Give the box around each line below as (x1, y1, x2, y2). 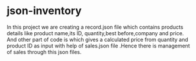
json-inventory (7, 4, 82, 18)
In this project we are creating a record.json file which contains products (7, 23, 184, 30)
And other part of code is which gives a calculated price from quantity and (7, 36, 188, 43)
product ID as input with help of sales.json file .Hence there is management (7, 42, 190, 49)
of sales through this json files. (7, 48, 82, 55)
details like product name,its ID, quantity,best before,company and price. (7, 29, 184, 36)
